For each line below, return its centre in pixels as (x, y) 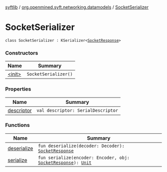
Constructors (22, 53)
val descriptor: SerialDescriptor (77, 110)
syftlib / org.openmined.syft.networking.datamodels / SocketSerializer (77, 7)
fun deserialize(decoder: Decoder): (81, 146)
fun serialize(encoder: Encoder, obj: (84, 158)
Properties (18, 89)
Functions (17, 125)
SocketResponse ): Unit (65, 163)
